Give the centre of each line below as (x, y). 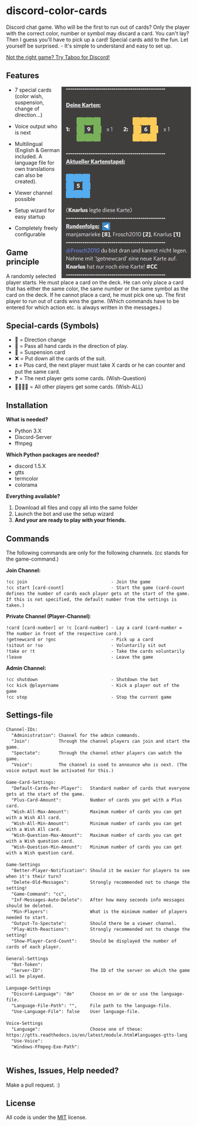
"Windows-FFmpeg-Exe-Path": (46, 1047)
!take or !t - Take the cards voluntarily (95, 651)
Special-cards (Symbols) (52, 325)
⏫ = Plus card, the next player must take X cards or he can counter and (100, 365)
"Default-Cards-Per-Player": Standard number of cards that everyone (101, 788)
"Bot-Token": (27, 964)
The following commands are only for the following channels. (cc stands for (97, 553)
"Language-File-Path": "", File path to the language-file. (91, 1006)
